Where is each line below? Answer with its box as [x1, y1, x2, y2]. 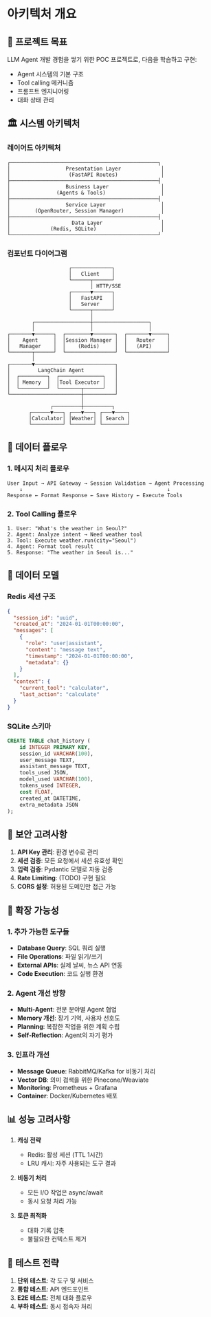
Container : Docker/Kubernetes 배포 [16, 1091, 118, 1100]
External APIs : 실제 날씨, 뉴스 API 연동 [16, 961, 123, 969]
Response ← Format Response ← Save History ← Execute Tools [7, 492, 184, 499]
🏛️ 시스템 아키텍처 [7, 118, 80, 129]
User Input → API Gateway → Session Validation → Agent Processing [7, 479, 205, 487]
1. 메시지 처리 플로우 [7, 464, 70, 473]
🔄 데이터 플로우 [7, 442, 67, 453]
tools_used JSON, [19, 770, 69, 776]
